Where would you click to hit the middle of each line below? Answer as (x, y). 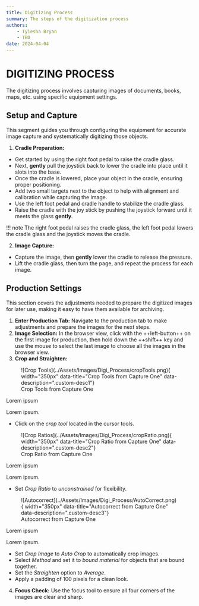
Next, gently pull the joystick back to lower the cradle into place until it (101, 165)
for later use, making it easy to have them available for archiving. (85, 309)
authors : (17, 25)
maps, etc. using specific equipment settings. (62, 97)
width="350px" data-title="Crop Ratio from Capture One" (91, 441)
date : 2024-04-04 (28, 44)
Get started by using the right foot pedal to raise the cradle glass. (94, 159)
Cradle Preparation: (40, 147)
